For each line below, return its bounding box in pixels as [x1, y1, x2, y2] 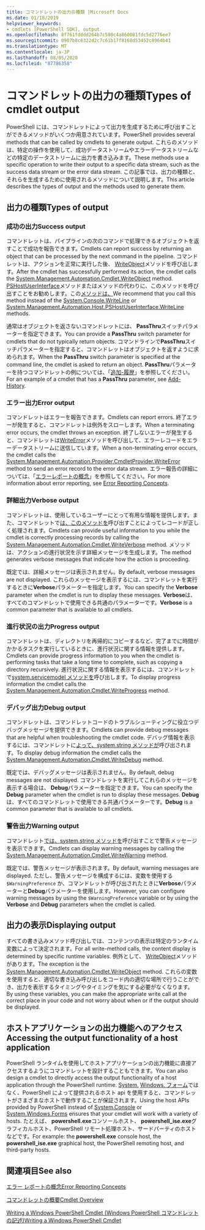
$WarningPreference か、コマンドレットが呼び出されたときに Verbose [6, 879, 181, 887]
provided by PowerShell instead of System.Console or [6, 1103, 143, 1111]
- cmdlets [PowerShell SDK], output [6, 26, 100, 33]
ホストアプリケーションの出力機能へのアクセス [6, 1022, 183, 1033]
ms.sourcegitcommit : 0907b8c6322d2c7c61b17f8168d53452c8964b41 [6, 37, 171, 44]
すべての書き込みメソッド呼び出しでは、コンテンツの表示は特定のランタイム [6, 938, 199, 945]
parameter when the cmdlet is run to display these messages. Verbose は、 [6, 591, 196, 598]
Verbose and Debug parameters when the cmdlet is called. [6, 901, 156, 908]
